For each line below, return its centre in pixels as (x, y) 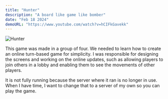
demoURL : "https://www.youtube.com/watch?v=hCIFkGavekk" (67, 24)
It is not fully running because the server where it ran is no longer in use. (81, 80)
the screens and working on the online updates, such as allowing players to (84, 60)
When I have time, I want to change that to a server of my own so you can (83, 86)
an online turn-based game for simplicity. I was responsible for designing (82, 54)
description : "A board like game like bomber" (55, 15)
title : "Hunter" (22, 10)
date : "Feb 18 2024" (27, 19)
